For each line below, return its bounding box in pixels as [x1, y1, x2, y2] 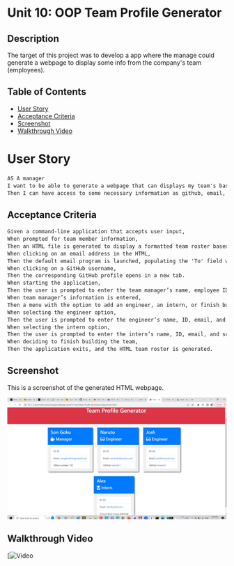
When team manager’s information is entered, [7, 294, 141, 301]
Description [7, 33, 59, 45]
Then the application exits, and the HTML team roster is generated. [7, 346, 214, 353]
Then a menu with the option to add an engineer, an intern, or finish [7, 301, 219, 308]
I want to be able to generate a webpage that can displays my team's [7, 182, 217, 189]
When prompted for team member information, [7, 235, 139, 243]
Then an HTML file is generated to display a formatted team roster [7, 242, 210, 250]
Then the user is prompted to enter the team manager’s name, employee [7, 287, 219, 294]
